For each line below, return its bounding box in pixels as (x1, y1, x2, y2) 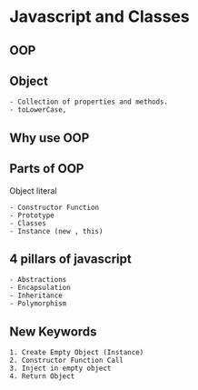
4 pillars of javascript (9, 251, 132, 266)
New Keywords (9, 324, 97, 339)
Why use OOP (9, 130, 90, 145)
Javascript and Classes (9, 6, 190, 27)
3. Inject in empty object (9, 364, 112, 374)
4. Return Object (9, 372, 75, 381)
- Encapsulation (9, 284, 71, 293)
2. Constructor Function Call (9, 356, 124, 365)
